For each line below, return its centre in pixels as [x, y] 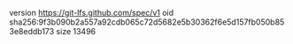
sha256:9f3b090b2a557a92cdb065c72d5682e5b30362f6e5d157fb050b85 [147, 22]
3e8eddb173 [32, 31]
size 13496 [76, 31]
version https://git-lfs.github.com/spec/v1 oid [92, 13]
